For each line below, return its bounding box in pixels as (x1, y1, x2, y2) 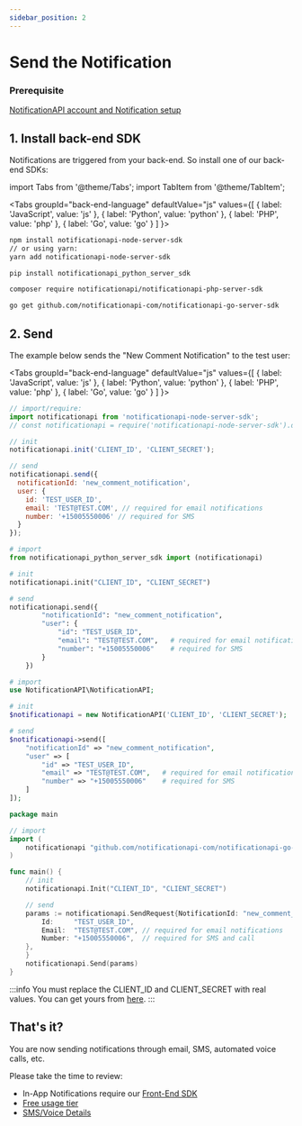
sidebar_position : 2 (9, 13, 87, 23)
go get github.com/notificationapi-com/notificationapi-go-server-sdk (9, 301, 280, 311)
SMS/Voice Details (22, 1107, 92, 1118)
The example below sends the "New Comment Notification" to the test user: (9, 350, 290, 360)
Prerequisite (9, 84, 65, 96)
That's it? (9, 1020, 64, 1035)
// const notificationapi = (9, 421, 115, 430)
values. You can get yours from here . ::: (9, 993, 155, 1004)
